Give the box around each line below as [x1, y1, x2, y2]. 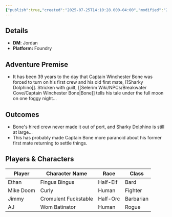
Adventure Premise [5, 60, 69, 69]
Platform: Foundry [12, 45, 52, 52]
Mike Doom [8, 187, 36, 194]
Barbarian [125, 195, 149, 202]
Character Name [46, 170, 88, 177]
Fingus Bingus [40, 178, 75, 185]
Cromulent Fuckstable [40, 195, 93, 202]
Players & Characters [5, 155, 74, 163]
